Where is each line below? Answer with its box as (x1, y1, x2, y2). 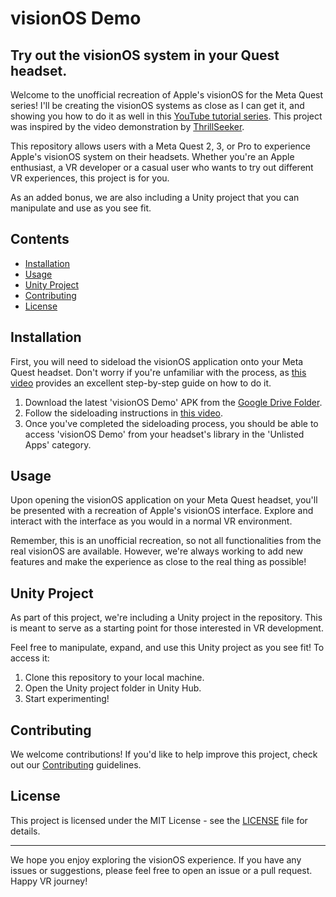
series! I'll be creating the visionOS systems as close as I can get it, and (10, 100, 305, 111)
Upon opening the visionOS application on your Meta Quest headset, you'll (10, 494, 318, 506)
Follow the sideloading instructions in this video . (24, 407, 223, 419)
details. (10, 825, 41, 837)
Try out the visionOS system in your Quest (10, 47, 280, 64)
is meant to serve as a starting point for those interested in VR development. (10, 622, 324, 634)
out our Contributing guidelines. (10, 759, 142, 771)
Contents (10, 231, 70, 248)
